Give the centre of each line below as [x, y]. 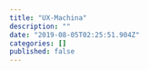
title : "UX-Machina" [49, 18]
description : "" [40, 26]
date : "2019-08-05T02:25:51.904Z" [75, 35]
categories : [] [38, 43]
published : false [42, 52]
